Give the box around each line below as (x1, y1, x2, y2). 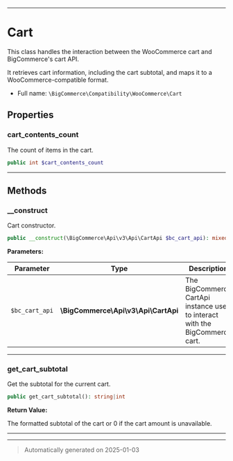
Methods (7, 184, 47, 196)
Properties (7, 109, 54, 121)
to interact (184, 310, 218, 320)
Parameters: (7, 247, 44, 256)
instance (184, 302, 214, 311)
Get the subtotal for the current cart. (7, 380, 111, 388)
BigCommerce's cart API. (7, 55, 80, 63)
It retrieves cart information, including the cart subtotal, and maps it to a (7, 68, 213, 76)
